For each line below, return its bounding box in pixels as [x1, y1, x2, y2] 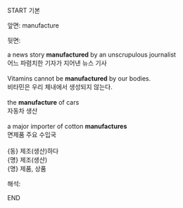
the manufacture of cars [7, 98, 80, 106]
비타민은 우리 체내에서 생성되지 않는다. [7, 83, 113, 91]
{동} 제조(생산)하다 [7, 147, 59, 155]
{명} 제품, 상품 [7, 165, 47, 173]
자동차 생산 [7, 107, 38, 115]
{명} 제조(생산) [7, 156, 48, 164]
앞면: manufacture [7, 21, 60, 30]
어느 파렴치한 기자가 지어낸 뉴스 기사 [7, 59, 107, 67]
